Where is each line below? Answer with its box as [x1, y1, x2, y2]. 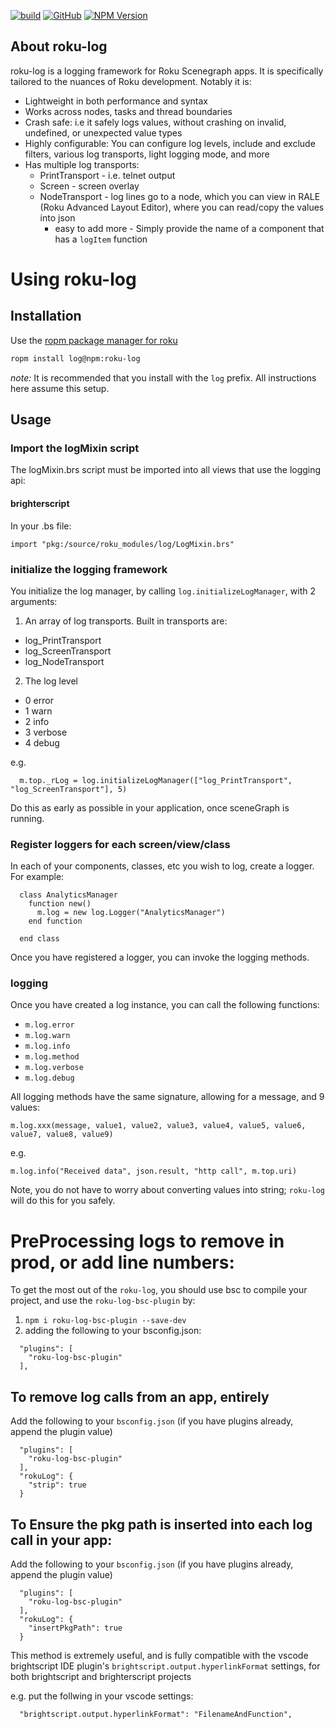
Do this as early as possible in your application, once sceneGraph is [10, 801, 290, 814]
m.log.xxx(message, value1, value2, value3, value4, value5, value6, [10, 1121, 307, 1131]
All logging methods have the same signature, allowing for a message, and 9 [10, 1091, 325, 1103]
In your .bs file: [10, 520, 72, 532]
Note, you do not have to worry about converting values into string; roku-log [10, 1184, 326, 1196]
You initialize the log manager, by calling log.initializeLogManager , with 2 [10, 585, 317, 597]
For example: [10, 871, 65, 883]
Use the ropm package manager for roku [10, 334, 178, 346]
